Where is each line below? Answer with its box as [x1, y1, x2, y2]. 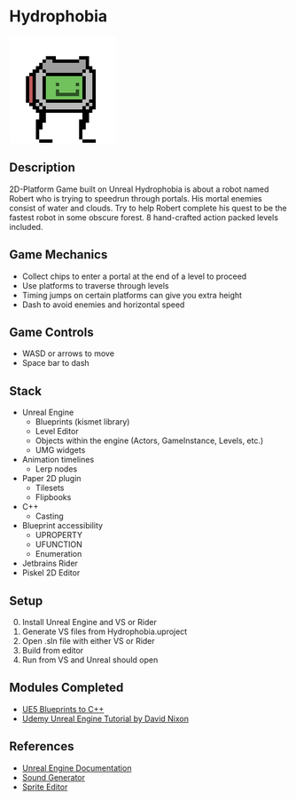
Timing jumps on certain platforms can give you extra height [21, 289, 242, 300]
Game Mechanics [9, 247, 108, 263]
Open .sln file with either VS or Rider [21, 636, 155, 646]
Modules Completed [9, 680, 124, 695]
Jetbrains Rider [21, 558, 78, 569]
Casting [35, 511, 64, 521]
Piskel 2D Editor [21, 567, 81, 578]
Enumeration [35, 549, 82, 559]
